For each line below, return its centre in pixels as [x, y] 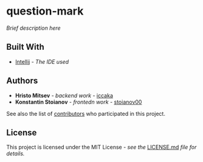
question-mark [45, 11]
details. [15, 154]
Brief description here [33, 28]
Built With [25, 47]
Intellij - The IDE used [42, 61]
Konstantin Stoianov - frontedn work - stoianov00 [78, 102]
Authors [22, 81]
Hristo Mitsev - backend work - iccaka [64, 95]
